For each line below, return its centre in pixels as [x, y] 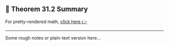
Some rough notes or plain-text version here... [53, 37]
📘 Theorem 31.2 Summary [47, 9]
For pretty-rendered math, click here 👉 [46, 21]
